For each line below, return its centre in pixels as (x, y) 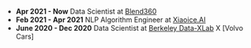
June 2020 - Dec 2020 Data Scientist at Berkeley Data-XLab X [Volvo (129, 28)
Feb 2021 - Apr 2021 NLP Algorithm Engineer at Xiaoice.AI (111, 20)
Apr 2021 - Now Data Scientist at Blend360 (86, 11)
